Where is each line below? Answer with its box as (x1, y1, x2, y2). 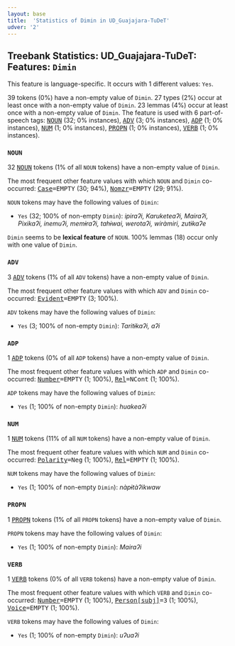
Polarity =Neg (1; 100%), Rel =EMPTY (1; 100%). (37, 455, 180, 464)
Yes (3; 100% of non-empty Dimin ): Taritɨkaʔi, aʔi (17, 321, 160, 330)
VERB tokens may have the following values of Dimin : (7, 617, 159, 625)
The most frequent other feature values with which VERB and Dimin (7, 588, 201, 596)
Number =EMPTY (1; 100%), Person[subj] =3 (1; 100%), (37, 596, 199, 604)
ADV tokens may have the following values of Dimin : (7, 308, 156, 316)
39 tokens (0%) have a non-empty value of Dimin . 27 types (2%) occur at (7, 94, 222, 102)
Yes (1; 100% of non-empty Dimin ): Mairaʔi (17, 542, 142, 551)
